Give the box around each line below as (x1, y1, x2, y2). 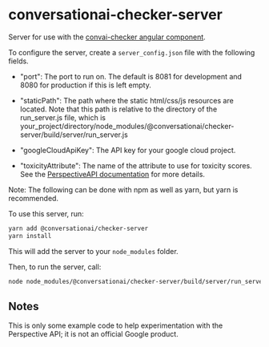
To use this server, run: (8, 208, 84, 218)
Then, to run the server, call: (8, 262, 102, 272)
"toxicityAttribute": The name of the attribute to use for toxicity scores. (19, 160, 252, 170)
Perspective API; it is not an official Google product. (8, 329, 179, 339)
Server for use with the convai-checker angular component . (8, 32, 206, 42)
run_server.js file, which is (19, 112, 106, 122)
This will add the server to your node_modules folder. (8, 246, 179, 256)
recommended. (8, 193, 58, 203)
